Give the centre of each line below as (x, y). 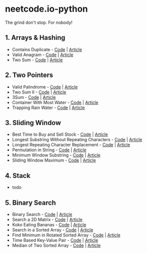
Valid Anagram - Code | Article (43, 54)
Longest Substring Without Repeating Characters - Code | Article (77, 140)
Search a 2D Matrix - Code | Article (47, 219)
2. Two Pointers (29, 75)
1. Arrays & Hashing (35, 38)
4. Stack (18, 175)
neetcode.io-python (47, 9)
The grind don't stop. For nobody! (39, 22)
